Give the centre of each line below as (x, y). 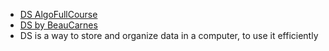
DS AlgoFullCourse (58, 14)
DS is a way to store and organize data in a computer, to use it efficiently (169, 35)
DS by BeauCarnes (58, 25)
